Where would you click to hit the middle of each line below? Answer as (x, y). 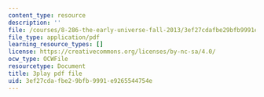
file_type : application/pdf (54, 37)
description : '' (35, 23)
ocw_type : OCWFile (38, 59)
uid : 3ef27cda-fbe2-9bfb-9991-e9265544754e (81, 81)
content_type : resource (47, 15)
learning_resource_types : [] (56, 45)
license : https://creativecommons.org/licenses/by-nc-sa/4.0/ (112, 52)
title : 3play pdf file (45, 74)
